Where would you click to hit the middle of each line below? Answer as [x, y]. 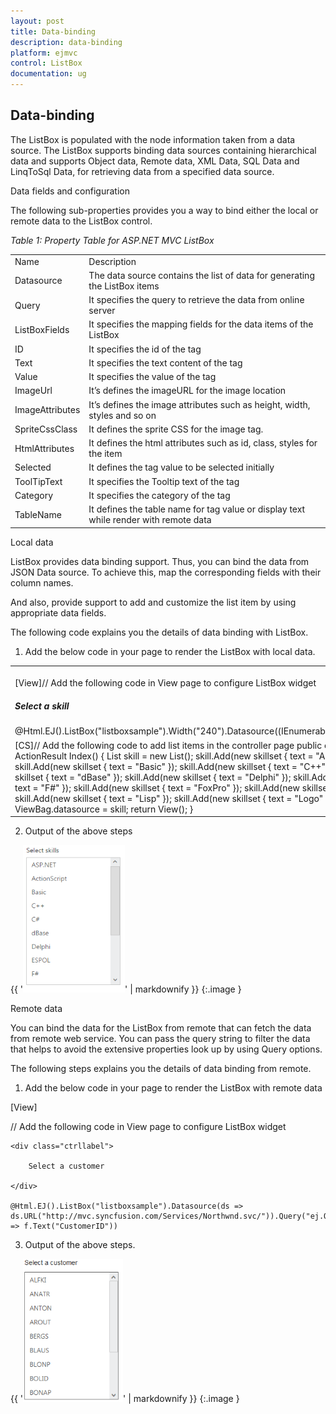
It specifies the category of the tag [159, 495]
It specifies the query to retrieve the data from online [196, 300]
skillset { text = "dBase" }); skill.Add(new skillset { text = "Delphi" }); [153, 777]
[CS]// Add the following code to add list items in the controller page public [168, 745]
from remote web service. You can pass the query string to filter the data [160, 1039]
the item [105, 454]
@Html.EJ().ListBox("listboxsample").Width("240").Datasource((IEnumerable [173, 731]
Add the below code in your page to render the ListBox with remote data [173, 1088]
